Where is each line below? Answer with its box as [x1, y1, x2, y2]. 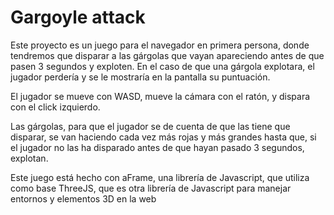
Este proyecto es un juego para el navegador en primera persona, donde [10, 39, 310, 51]
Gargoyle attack [10, 6, 146, 29]
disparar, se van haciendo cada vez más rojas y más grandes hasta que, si [10, 131, 317, 143]
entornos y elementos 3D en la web [10, 192, 157, 205]
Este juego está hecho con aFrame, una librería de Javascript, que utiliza [10, 171, 310, 183]
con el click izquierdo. [10, 101, 101, 113]
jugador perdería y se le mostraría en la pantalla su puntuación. [10, 71, 271, 83]
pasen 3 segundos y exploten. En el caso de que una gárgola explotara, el [10, 60, 315, 72]
